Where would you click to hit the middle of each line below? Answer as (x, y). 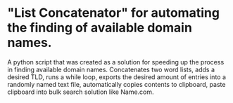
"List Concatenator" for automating (114, 13)
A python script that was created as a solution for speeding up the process (116, 62)
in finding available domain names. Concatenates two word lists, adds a (111, 69)
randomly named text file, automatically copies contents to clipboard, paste (116, 84)
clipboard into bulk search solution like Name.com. (81, 92)
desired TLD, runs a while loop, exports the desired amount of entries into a (117, 77)
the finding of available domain (100, 28)
